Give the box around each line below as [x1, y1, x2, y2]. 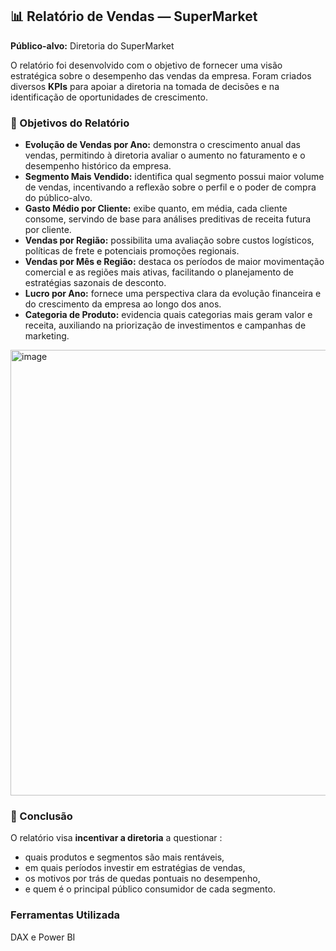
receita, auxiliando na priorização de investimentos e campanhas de [24, 319, 307, 332]
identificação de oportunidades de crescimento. [10, 91, 209, 103]
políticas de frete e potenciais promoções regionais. [24, 245, 240, 257]
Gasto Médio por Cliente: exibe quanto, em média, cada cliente [24, 203, 288, 215]
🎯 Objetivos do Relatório [10, 116, 130, 130]
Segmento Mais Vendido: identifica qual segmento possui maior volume [24, 171, 325, 183]
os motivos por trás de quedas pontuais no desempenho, [24, 873, 261, 885]
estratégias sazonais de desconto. [24, 277, 167, 289]
